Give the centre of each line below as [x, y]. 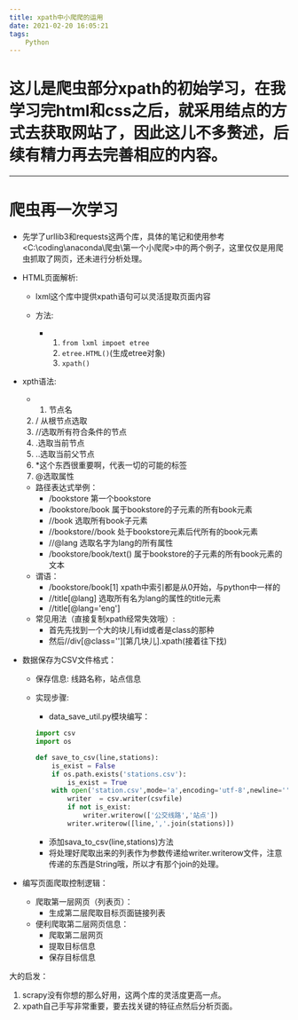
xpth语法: [39, 382]
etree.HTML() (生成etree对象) [114, 353]
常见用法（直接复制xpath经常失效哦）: [105, 619]
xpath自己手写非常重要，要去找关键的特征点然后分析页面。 [129, 1006]
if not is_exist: [99, 807]
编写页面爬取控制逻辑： [65, 882]
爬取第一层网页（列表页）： [84, 901]
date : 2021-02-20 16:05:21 [59, 26]
